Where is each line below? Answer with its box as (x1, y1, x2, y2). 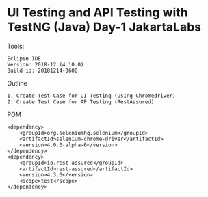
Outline (7, 79, 27, 87)
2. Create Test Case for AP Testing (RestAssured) (7, 98, 155, 105)
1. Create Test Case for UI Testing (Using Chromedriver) (7, 92, 176, 99)
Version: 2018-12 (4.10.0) (7, 61, 84, 68)
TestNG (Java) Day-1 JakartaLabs (7, 19, 202, 35)
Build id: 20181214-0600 (7, 67, 78, 74)
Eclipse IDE (7, 55, 41, 62)
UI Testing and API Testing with (7, 5, 188, 21)
